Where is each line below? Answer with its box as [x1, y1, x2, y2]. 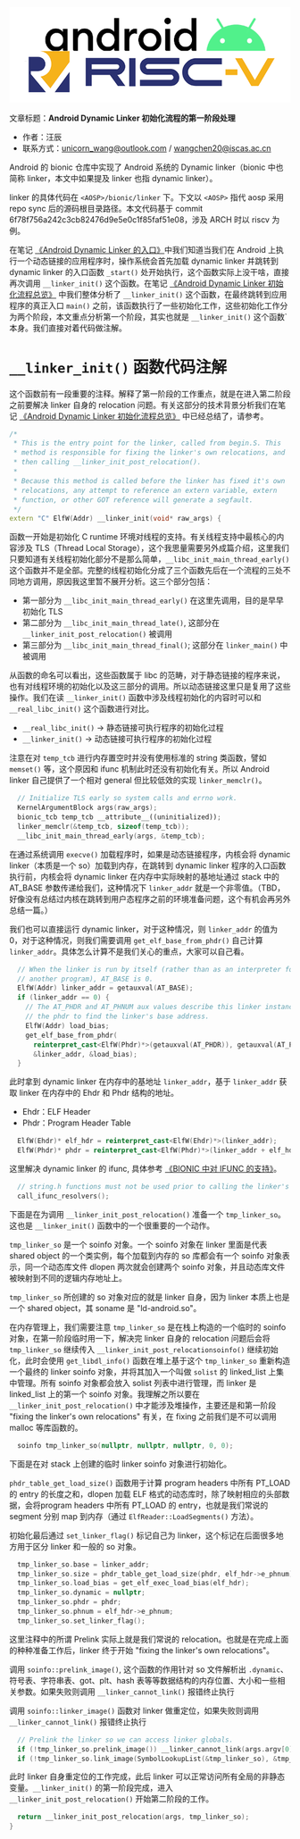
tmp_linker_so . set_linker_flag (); [17, 1616, 146, 1626]
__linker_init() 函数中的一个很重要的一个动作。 [34, 1220, 215, 1231]
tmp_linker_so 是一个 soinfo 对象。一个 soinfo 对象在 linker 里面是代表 [9, 1239, 268, 1250]
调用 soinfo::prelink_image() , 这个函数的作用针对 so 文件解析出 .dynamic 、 [9, 1664, 288, 1675]
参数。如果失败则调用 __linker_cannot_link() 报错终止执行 [16, 1686, 235, 1697]
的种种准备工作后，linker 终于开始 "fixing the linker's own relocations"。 [9, 1644, 275, 1655]
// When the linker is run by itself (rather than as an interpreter [17, 965, 281, 974]
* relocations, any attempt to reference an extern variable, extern [12, 486, 278, 495]
